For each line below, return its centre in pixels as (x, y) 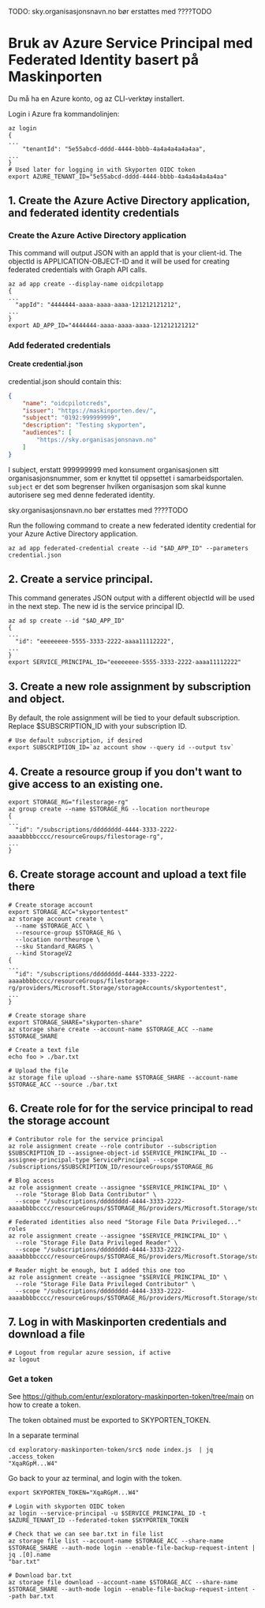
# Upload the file (38, 1071)
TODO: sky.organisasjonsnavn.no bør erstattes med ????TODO (110, 11)
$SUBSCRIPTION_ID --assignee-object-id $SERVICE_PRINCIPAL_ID (112, 1153)
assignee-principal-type (49, 1160)
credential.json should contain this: (65, 381)
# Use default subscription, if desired (76, 741)
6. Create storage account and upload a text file (127, 875)
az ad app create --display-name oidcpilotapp (86, 284)
